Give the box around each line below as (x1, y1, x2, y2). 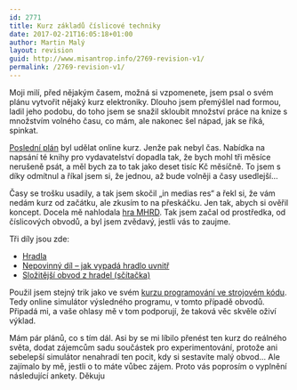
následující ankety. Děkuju (9, 370, 105, 381)
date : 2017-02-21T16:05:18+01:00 (9, 29, 133, 38)
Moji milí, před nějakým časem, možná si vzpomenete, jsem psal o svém (9, 86, 274, 98)
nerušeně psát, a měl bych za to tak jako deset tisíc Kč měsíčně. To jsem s (9, 161, 282, 172)
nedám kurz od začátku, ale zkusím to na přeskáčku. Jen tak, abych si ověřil (9, 197, 289, 207)
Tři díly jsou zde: (9, 233, 69, 244)
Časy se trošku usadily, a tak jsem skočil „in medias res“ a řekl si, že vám (9, 188, 276, 199)
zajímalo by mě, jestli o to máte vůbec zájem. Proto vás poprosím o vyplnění (9, 361, 287, 371)
